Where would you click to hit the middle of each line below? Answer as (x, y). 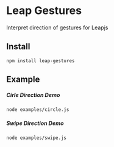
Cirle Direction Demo (33, 95)
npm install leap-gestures (41, 61)
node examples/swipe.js (37, 138)
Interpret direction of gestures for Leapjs (57, 27)
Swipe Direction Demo (35, 123)
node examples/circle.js (38, 110)
